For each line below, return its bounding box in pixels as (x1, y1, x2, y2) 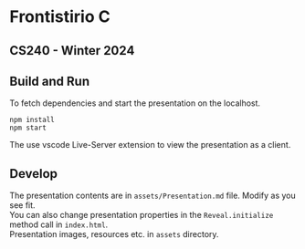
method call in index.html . (9, 219, 109, 230)
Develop (9, 166, 58, 182)
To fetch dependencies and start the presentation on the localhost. (9, 98, 261, 109)
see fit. (9, 200, 36, 211)
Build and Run (9, 73, 89, 88)
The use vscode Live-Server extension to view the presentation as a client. (9, 140, 291, 150)
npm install (9, 116, 55, 125)
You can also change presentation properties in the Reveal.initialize (9, 210, 274, 221)
